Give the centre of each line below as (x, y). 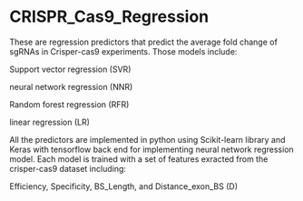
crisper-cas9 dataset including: (68, 168)
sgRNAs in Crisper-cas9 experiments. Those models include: (123, 51)
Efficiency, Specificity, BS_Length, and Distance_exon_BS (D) (124, 186)
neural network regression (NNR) (71, 86)
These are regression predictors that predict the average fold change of (144, 42)
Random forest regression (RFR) (69, 104)
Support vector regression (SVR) (70, 69)
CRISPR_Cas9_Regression (109, 17)
